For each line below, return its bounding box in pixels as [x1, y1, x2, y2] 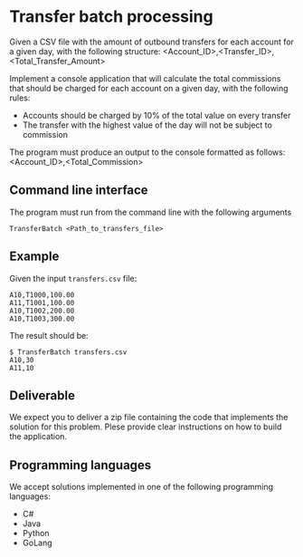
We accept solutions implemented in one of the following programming [9, 482, 274, 493]
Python [22, 528, 50, 539]
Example [9, 249, 60, 264]
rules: [9, 92, 31, 103]
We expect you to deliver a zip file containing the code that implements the [9, 412, 289, 423]
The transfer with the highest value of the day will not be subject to [22, 120, 273, 130]
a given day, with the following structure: [9, 45, 161, 56]
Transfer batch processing [9, 6, 214, 27]
